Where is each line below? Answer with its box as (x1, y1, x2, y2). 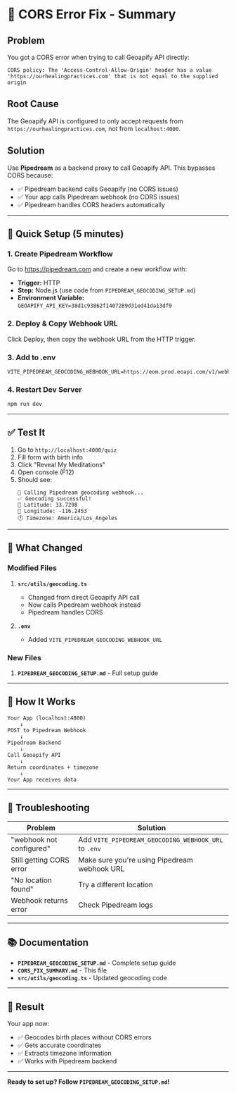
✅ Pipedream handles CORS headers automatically (17, 200, 165, 209)
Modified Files (7, 563, 58, 573)
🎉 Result (7, 1001, 44, 1013)
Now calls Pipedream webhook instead (27, 600, 141, 609)
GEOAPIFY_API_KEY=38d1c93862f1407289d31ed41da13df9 (17, 302, 172, 309)
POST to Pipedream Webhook (7, 727, 86, 734)
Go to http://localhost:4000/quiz (17, 445, 117, 454)
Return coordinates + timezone (7, 764, 99, 771)
